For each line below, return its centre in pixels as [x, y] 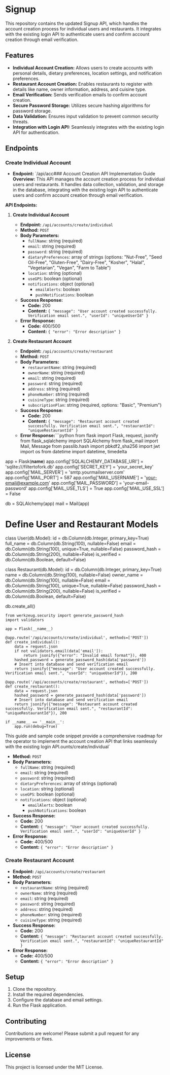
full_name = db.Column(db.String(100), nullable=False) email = [71, 544]
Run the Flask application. [40, 1006]
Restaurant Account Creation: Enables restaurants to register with [82, 84]
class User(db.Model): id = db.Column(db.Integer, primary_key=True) [77, 538]
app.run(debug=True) [36, 727]
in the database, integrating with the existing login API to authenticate [85, 190]
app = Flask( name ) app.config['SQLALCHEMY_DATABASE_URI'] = [74, 461]
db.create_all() [20, 606]
